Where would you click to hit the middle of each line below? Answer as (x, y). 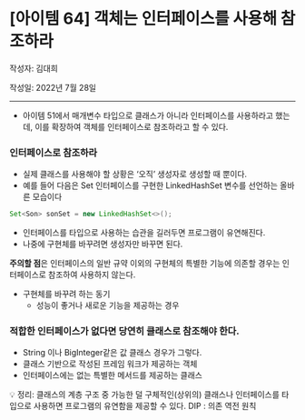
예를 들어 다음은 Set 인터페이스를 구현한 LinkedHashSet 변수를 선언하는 (150, 185)
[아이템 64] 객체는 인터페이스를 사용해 (143, 19)
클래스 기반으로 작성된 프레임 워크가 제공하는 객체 (110, 364)
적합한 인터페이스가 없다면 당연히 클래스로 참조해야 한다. (124, 331)
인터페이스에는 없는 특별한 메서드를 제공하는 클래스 (112, 375)
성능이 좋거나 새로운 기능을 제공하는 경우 (108, 305)
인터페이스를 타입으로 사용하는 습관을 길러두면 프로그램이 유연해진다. (144, 233)
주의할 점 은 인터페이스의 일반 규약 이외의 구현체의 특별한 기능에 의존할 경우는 (145, 264)
